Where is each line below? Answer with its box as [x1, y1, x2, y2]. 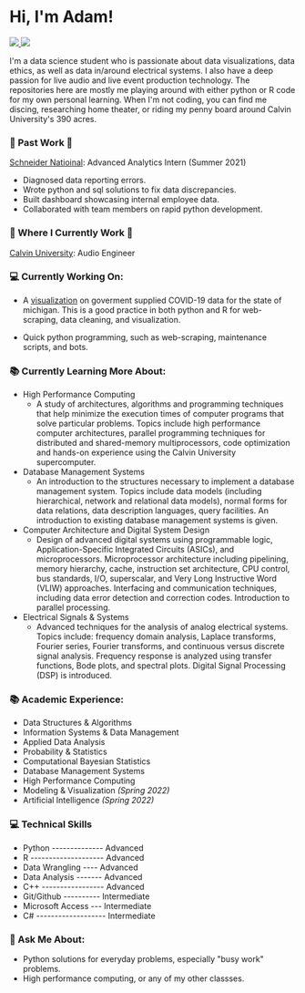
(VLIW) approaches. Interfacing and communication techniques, [36, 583, 278, 594]
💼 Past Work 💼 [9, 136, 73, 149]
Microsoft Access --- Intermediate [22, 900, 152, 911]
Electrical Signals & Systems [22, 612, 129, 623]
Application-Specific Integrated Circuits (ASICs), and [36, 544, 235, 555]
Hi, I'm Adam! [9, 6, 114, 27]
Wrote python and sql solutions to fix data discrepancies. [22, 184, 237, 195]
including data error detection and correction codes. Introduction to [36, 593, 290, 604]
